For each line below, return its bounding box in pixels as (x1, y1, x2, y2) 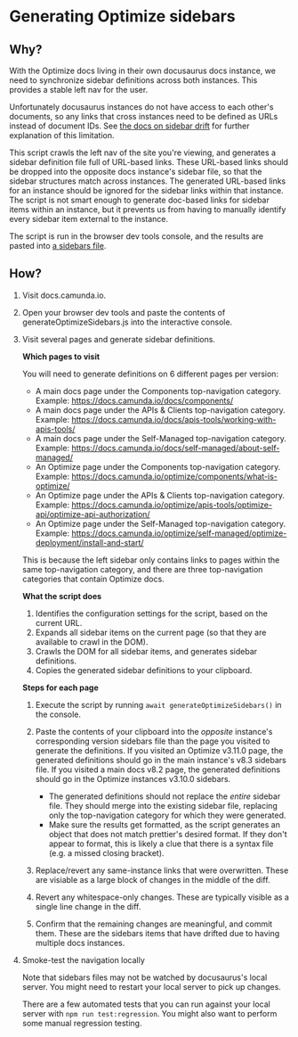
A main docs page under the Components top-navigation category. (35, 385, 282, 396)
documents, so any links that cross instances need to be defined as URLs (9, 111, 278, 121)
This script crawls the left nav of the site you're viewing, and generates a (9, 147, 277, 158)
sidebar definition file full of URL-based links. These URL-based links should (9, 157, 289, 167)
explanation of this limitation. (9, 130, 115, 140)
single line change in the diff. (35, 901, 141, 911)
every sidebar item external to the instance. (9, 214, 169, 224)
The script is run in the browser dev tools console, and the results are (9, 231, 264, 242)
